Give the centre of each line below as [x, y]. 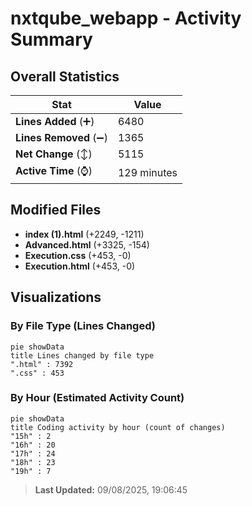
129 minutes [147, 172]
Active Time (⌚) [54, 170]
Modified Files [56, 210]
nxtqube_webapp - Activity [126, 18]
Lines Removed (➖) [61, 137]
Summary [51, 39]
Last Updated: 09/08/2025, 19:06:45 [111, 489]
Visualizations [56, 297]
